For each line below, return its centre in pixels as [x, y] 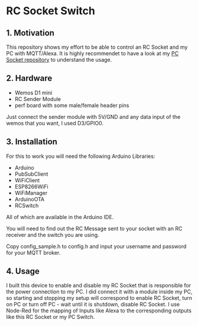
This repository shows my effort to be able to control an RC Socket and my [97, 47]
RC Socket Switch [51, 11]
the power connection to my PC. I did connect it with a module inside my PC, [100, 292]
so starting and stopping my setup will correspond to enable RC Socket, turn [99, 298]
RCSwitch [27, 205]
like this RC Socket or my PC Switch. [51, 317]
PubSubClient [31, 174]
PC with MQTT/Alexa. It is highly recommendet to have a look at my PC [92, 53]
